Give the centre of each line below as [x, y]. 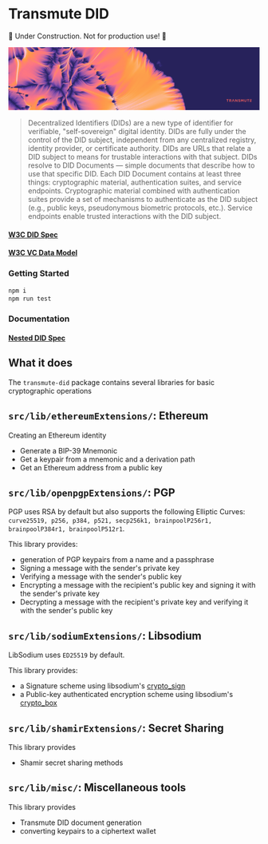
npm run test [30, 299]
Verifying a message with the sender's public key [100, 577]
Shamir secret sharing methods [71, 763]
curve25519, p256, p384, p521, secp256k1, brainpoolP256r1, [110, 521]
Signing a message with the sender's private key [100, 569]
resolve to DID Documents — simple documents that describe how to [141, 165]
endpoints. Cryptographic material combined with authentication [134, 190]
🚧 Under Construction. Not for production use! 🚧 [88, 36]
